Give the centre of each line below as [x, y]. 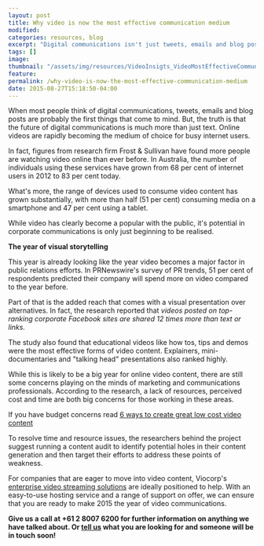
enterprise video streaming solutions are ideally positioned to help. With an [129, 487]
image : [19, 60]
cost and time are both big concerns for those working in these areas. [121, 399]
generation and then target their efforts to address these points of [115, 455]
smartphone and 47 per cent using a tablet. [78, 208]
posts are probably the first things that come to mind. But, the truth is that [127, 119]
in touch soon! [32, 536]
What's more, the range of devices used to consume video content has [123, 191]
